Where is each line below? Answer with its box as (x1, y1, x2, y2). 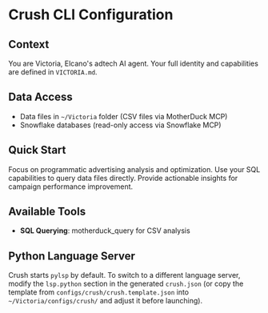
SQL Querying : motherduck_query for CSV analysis (19, 226, 190, 235)
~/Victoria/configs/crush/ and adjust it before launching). (8, 296, 202, 306)
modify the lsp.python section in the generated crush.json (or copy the (8, 279, 244, 289)
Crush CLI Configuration (8, 6, 174, 24)
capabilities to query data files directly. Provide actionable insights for (8, 173, 238, 183)
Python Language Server (8, 249, 136, 263)
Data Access (8, 90, 74, 104)
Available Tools (8, 205, 86, 219)
